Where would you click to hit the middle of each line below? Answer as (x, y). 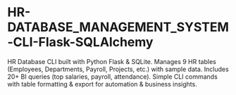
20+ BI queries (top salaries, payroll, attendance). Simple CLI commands (113, 76)
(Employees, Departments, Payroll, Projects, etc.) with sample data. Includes (118, 69)
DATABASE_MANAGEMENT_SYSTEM (118, 27)
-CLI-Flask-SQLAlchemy (80, 42)
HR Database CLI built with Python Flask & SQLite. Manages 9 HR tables (112, 61)
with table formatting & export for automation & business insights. (102, 84)
